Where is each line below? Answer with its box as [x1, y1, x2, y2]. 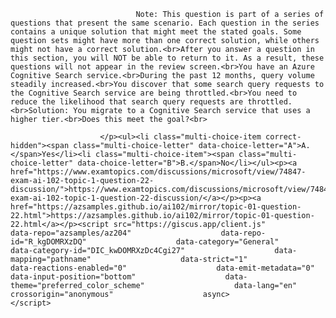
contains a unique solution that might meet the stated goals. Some [10, 27, 302, 37]
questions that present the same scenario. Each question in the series [10, 18, 320, 28]
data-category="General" [175, 237, 280, 247]
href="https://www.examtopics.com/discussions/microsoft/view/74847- [10, 167, 307, 177]
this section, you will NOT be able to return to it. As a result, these [10, 53, 325, 63]
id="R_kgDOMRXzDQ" [10, 237, 87, 247]
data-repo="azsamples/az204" [10, 228, 132, 238]
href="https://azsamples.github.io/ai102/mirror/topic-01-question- [10, 202, 302, 212]
